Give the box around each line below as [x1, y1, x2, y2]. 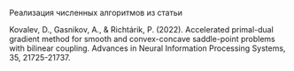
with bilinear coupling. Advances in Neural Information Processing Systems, [9, 43, 286, 53]
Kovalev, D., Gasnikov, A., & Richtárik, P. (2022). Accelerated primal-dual [9, 25, 275, 34]
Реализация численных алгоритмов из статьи [9, 8, 183, 18]
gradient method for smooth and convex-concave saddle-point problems [9, 34, 276, 44]
